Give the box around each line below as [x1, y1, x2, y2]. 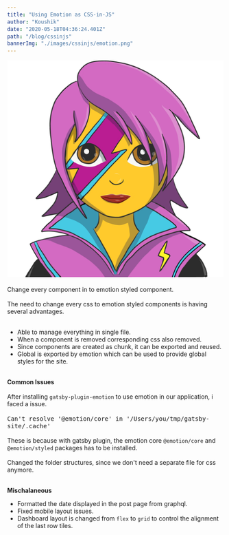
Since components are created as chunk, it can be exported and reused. [16, 343, 221, 351]
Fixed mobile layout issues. [16, 507, 94, 516]
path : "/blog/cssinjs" [7, 33, 72, 40]
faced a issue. [7, 400, 47, 408]
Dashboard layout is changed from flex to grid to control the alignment [16, 514, 219, 523]
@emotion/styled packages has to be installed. [7, 444, 138, 452]
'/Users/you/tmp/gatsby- [126, 415, 210, 423]
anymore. [7, 465, 34, 474]
